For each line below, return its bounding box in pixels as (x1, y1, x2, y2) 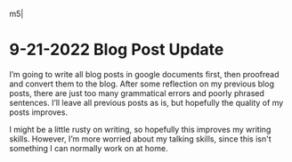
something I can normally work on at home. (9, 142, 168, 153)
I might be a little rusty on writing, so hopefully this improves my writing (9, 124, 272, 134)
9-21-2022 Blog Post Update (9, 40, 224, 60)
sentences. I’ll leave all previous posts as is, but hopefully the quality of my (9, 97, 284, 108)
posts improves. (9, 107, 69, 117)
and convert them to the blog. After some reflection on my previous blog (9, 78, 274, 89)
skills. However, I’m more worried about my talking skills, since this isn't (9, 134, 272, 144)
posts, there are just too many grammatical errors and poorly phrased (9, 87, 265, 98)
